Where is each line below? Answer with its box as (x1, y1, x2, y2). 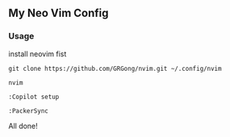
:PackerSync (8, 106, 48, 115)
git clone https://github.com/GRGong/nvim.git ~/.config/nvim (8, 64, 222, 73)
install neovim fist (8, 48, 67, 59)
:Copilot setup (8, 93, 60, 101)
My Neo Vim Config (8, 6, 109, 20)
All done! (8, 121, 38, 131)
